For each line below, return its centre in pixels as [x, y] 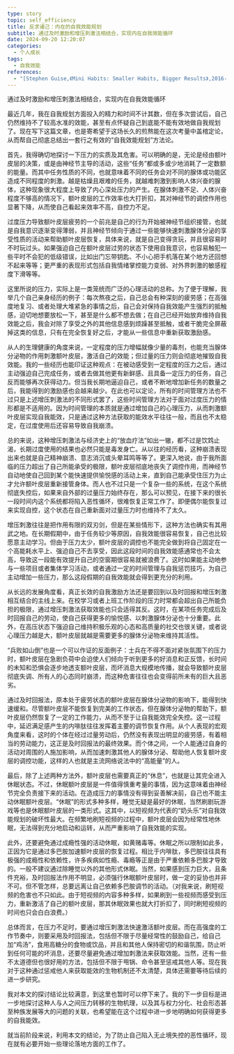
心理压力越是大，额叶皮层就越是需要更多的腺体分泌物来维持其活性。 [105, 635]
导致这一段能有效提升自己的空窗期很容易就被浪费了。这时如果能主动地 [120, 560]
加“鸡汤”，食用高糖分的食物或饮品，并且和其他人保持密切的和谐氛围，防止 [114, 945]
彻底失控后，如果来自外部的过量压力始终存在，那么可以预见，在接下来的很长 [117, 493]
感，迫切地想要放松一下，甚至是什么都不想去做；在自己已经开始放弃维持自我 [117, 315]
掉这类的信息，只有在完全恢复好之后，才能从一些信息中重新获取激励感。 [111, 332]
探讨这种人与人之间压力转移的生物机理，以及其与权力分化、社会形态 [123, 1003]
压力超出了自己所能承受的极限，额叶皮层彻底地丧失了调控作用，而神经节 [123, 467]
